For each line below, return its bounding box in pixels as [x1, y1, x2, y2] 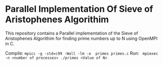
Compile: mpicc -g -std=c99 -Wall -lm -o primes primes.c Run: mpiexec [5, 50, 159, 56]
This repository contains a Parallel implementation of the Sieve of [5, 30, 138, 36]
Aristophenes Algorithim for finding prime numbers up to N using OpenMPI [5, 35, 158, 41]
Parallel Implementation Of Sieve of [5, 3, 154, 15]
